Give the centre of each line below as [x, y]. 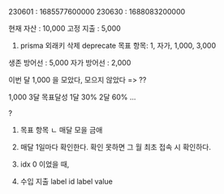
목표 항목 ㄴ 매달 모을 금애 [61, 130]
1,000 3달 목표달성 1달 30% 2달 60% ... [72, 97]
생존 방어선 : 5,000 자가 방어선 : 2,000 [70, 63]
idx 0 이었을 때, [45, 164]
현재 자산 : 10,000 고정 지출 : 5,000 [65, 28]
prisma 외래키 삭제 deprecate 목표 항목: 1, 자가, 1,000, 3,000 [118, 45]
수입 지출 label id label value [67, 181]
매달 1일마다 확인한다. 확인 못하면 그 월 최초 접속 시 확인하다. [115, 147]
